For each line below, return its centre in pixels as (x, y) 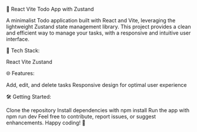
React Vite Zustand (29, 62)
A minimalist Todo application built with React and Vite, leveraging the (91, 20)
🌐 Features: (20, 73)
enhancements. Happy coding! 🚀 (46, 123)
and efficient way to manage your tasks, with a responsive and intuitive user (98, 33)
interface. (18, 39)
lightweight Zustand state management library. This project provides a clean (98, 27)
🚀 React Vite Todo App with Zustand (50, 9)
